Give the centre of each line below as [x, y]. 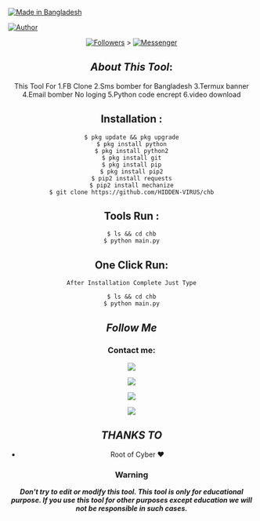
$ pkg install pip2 [132, 171]
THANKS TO [132, 435]
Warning [132, 475]
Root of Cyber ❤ [137, 454]
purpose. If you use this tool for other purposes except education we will [132, 500]
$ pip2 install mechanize [132, 185]
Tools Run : [132, 216]
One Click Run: [132, 265]
